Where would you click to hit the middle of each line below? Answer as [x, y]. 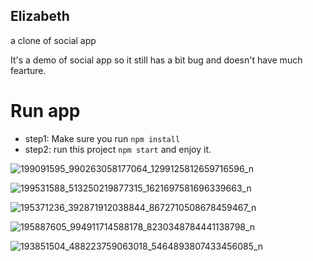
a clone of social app [53, 40]
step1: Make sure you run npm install [102, 138]
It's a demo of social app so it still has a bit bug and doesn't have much [156, 60]
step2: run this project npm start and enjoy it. [118, 149]
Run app [45, 111]
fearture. [28, 70]
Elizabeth [40, 16]
